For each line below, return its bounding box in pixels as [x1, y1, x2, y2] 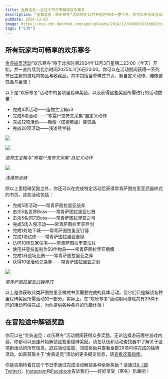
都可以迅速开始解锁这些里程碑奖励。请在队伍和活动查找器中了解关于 [18, 338, 158, 344]
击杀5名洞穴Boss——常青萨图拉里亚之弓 [12, 215, 96, 221]
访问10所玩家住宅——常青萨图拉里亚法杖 [12, 240, 96, 246]
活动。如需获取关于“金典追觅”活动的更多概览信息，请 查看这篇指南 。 [5, 351, 145, 357]
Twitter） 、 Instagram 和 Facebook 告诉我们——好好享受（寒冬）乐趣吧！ [5, 368, 150, 374]
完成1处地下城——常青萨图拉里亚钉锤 [12, 227, 89, 233]
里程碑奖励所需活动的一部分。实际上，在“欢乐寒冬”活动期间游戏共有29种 [5, 295, 155, 301]
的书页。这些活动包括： [5, 192, 53, 198]
